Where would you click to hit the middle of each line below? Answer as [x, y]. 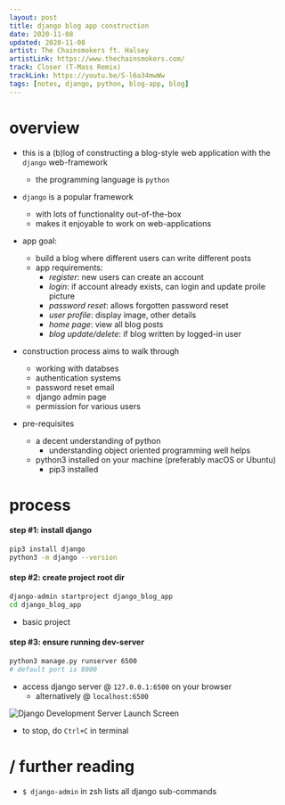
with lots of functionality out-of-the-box [108, 214]
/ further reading [72, 766]
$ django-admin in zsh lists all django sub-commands [119, 791]
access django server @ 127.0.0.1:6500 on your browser [127, 686]
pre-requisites [48, 423]
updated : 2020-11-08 [48, 42]
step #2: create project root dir [67, 578]
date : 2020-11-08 [41, 34]
